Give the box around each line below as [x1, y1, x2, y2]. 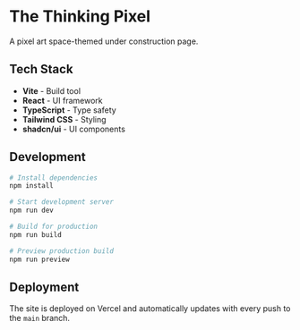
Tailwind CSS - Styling [21, 114, 107, 124]
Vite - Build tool [21, 85, 81, 96]
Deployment [9, 279, 80, 294]
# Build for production [9, 222, 99, 232]
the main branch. [9, 313, 70, 324]
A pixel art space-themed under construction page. [9, 36, 199, 47]
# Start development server [9, 198, 115, 207]
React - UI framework [21, 95, 103, 106]
